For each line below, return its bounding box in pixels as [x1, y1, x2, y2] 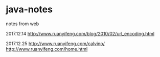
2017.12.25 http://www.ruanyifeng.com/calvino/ [6, 40, 105, 47]
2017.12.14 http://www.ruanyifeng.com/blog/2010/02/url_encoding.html [6, 30, 155, 36]
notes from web [6, 21, 39, 27]
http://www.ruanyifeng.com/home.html [6, 46, 88, 52]
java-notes [6, 4, 53, 15]
